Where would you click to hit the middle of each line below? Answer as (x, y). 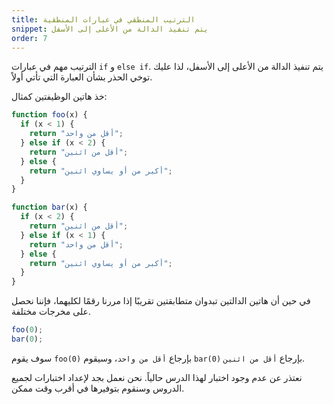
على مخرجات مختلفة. (51, 312)
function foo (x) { (49, 115)
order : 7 (29, 38)
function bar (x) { (49, 207)
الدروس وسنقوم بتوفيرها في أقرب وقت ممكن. (98, 388)
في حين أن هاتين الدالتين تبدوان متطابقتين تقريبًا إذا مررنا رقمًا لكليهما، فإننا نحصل (161, 301)
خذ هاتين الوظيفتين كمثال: (59, 97)
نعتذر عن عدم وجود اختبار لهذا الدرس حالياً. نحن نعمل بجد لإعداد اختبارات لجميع (157, 377)
